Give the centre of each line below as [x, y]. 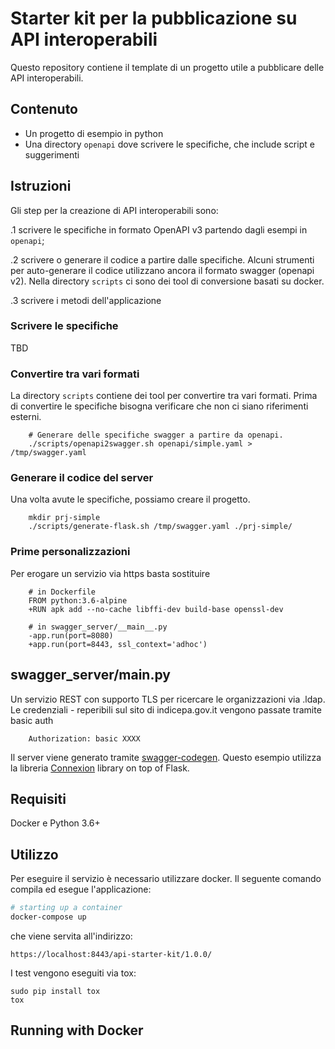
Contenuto [44, 109]
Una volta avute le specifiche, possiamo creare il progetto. [130, 499]
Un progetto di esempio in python [94, 133]
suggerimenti [52, 154]
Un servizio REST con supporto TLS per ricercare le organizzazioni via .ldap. [168, 699]
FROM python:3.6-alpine [78, 600]
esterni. [26, 417]
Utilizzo [34, 854]
